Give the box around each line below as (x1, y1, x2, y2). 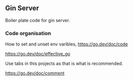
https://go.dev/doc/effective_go (5, 51, 70, 57)
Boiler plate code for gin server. (5, 17, 70, 23)
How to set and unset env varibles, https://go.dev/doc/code (5, 41, 128, 47)
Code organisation (5, 29, 51, 36)
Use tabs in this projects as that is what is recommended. (5, 60, 123, 66)
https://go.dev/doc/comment (5, 70, 65, 76)
